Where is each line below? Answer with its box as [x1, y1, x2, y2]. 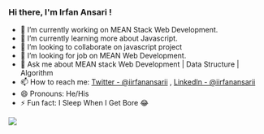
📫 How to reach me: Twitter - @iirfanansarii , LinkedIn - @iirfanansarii [19, 77, 256, 87]
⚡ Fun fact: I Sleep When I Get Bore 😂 [19, 98, 149, 108]
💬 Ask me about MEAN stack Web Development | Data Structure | [19, 59, 240, 69]
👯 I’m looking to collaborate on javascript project [19, 42, 183, 52]
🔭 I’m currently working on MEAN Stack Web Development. [19, 25, 219, 35]
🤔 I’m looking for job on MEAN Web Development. [19, 51, 187, 61]
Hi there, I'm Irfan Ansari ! [8, 6, 112, 18]
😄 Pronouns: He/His [19, 89, 89, 99]
